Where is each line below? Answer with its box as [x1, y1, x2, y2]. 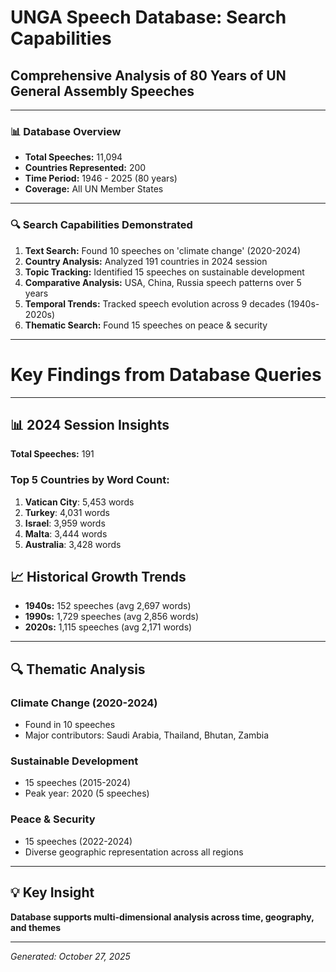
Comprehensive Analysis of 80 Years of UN [10, 67, 287, 84]
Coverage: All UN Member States [24, 183, 164, 195]
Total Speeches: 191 [10, 448, 95, 460]
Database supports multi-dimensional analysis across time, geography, [10, 911, 315, 923]
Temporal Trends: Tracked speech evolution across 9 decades [24, 297, 286, 310]
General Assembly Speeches [10, 82, 195, 100]
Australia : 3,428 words [24, 538, 122, 550]
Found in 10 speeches [24, 719, 116, 731]
